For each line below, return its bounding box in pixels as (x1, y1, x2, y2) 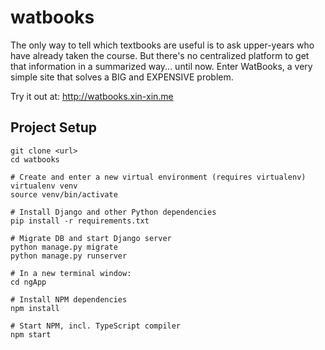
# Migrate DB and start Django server (10, 233, 172, 243)
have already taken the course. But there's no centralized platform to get (10, 49, 310, 61)
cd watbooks (10, 154, 60, 165)
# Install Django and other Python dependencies (10, 207, 217, 217)
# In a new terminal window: (10, 268, 132, 278)
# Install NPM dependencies (10, 294, 128, 305)
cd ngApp (10, 277, 47, 287)
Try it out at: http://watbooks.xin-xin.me (10, 90, 174, 102)
